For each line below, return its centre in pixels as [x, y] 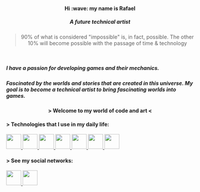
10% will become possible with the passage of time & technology [107, 43]
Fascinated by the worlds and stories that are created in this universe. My [100, 83]
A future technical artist [100, 22]
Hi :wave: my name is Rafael [100, 8]
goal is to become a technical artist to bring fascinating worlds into [91, 89]
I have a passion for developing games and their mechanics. [83, 68]
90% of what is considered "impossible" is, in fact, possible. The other [107, 37]
